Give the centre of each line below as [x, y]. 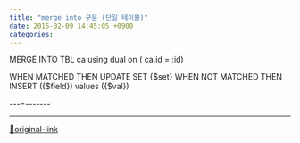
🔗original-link [34, 130]
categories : [31, 34]
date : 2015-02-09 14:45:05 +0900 [71, 26]
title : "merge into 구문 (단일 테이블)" [79, 17]
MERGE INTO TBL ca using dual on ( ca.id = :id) [97, 60]
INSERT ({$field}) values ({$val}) [69, 87]
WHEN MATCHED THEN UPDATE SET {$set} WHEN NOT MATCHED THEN [146, 77]
